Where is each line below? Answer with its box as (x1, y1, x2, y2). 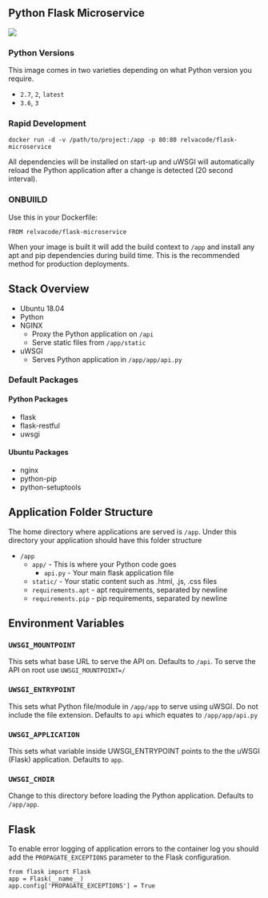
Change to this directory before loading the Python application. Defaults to (8, 791, 254, 800)
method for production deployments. (8, 259, 130, 268)
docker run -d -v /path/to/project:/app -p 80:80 (8, 136, 178, 144)
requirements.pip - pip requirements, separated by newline (31, 593, 228, 603)
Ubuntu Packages (8, 448, 70, 457)
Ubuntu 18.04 (19, 304, 65, 313)
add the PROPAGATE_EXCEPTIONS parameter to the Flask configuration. (8, 852, 232, 862)
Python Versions (8, 47, 74, 58)
